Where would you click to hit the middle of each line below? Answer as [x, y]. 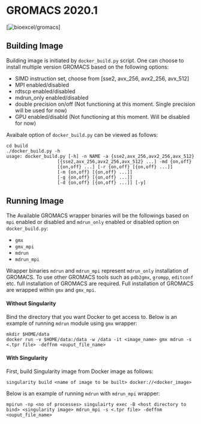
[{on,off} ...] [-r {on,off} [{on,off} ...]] [115, 167]
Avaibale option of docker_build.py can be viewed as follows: [82, 135]
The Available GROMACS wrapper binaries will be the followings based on [97, 215]
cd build [17, 146]
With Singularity [27, 358]
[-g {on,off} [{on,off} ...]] [95, 177]
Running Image [35, 201]
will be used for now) [41, 110]
